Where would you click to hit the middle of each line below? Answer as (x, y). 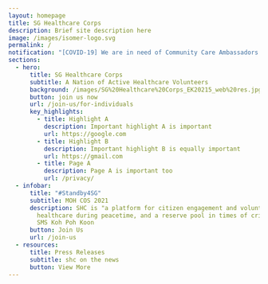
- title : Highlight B (73, 141)
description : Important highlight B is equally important (142, 149)
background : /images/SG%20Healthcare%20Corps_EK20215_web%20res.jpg (146, 89)
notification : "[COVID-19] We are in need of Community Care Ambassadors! (135, 53)
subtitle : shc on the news (74, 259)
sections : (25, 60)
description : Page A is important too (108, 171)
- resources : (37, 245)
